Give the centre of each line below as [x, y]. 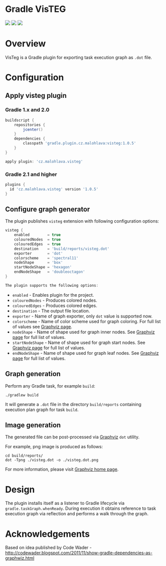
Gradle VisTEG [35, 9]
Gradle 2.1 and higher [31, 174]
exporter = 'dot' [39, 253]
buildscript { [20, 120]
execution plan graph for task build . [42, 409]
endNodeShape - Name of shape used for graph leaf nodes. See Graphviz [85, 353]
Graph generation [33, 374]
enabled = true [37, 235]
